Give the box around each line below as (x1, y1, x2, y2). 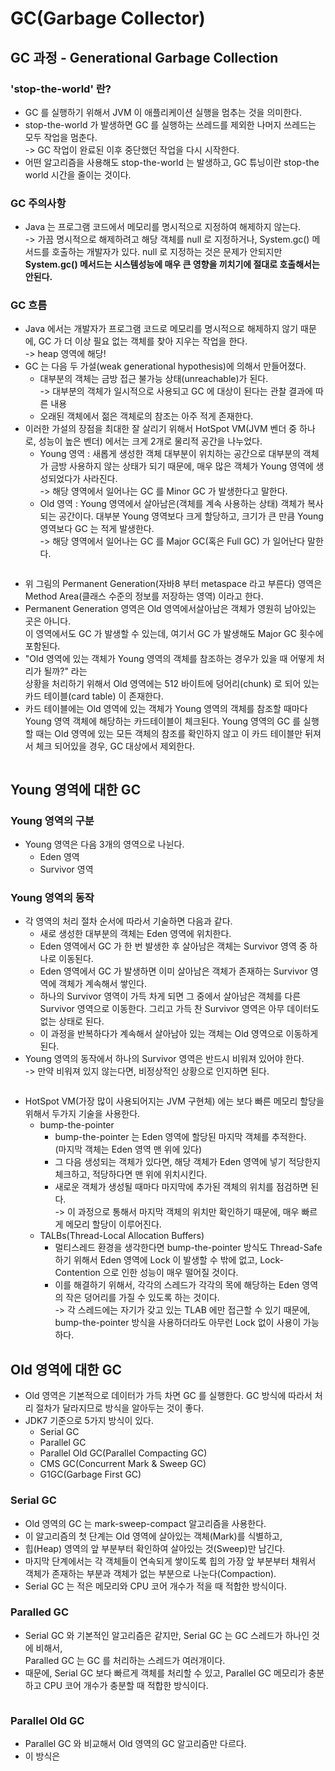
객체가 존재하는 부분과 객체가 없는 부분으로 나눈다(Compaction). (24, 1567, 277, 1579)
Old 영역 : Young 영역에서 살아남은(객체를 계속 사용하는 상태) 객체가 (39, 498, 306, 510)
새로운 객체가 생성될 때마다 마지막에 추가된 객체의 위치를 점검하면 (54, 1181, 309, 1193)
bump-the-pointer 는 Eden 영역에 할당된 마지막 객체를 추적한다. (54, 1131, 307, 1143)
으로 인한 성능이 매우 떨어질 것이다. (102, 1267, 239, 1279)
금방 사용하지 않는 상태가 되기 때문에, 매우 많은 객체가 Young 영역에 (50, 460, 314, 472)
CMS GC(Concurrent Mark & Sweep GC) (39, 1458, 207, 1470)
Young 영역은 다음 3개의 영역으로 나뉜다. (24, 838, 185, 851)
